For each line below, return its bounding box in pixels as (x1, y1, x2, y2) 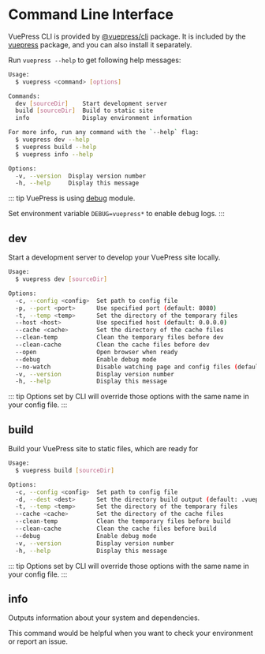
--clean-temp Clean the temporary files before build (15, 518, 231, 525)
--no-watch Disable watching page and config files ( (15, 363, 238, 371)
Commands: (8, 92, 41, 100)
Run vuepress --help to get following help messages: (8, 55, 181, 65)
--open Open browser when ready (15, 348, 178, 356)
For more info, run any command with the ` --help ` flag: (8, 129, 200, 136)
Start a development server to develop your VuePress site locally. (8, 252, 221, 262)
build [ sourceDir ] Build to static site (15, 107, 154, 115)
